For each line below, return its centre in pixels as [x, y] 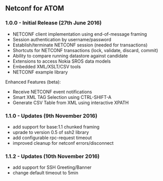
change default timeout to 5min [45, 173]
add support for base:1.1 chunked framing [56, 126]
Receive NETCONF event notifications [52, 92]
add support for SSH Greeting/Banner [52, 167]
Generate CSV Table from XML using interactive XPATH [71, 102]
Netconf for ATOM [35, 8]
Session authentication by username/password [62, 39]
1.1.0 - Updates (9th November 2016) [51, 116]
